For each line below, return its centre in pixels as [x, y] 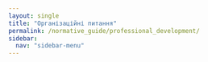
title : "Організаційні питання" [62, 23]
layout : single [34, 16]
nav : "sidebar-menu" [50, 46]
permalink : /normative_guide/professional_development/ [104, 31]
